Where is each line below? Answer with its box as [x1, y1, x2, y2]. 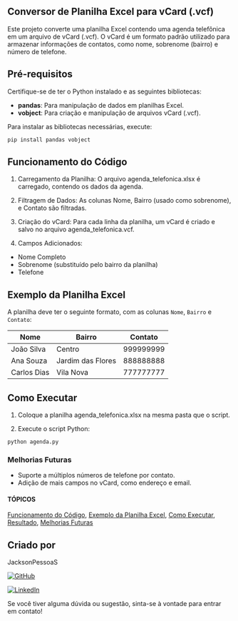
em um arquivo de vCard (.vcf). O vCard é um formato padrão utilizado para [7, 32, 230, 41]
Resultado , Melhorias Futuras [7, 518, 94, 527]
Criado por [7, 539, 56, 551]
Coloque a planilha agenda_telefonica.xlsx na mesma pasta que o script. [17, 410, 230, 419]
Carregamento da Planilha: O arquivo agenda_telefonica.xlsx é [17, 175, 201, 183]
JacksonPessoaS [7, 558, 58, 567]
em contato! [7, 607, 43, 616]
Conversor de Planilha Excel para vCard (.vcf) [7, 6, 214, 18]
